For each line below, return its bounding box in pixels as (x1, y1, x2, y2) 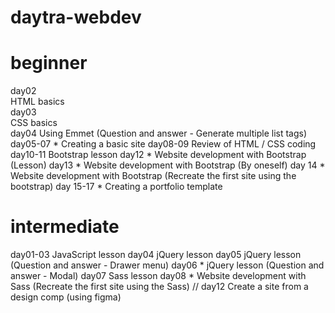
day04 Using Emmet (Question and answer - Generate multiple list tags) (10, 127, 308, 140)
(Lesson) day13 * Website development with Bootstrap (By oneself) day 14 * (10, 159, 326, 171)
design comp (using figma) (10, 291, 122, 303)
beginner (10, 52, 88, 75)
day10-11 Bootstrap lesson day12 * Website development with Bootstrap (10, 149, 307, 161)
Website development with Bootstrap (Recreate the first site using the (10, 170, 297, 182)
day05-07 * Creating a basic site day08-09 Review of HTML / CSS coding (10, 138, 317, 150)
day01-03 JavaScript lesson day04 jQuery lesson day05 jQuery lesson (10, 249, 302, 261)
